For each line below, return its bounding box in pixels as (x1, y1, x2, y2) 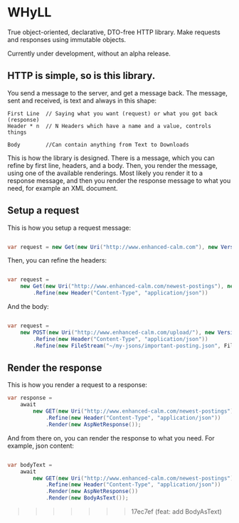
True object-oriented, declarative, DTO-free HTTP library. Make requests (7, 28, 221, 36)
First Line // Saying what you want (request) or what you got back (7, 110, 218, 117)
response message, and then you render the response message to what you (7, 176, 231, 185)
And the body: (7, 302, 49, 311)
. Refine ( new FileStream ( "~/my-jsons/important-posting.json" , (33, 342, 221, 349)
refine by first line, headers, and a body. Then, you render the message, (7, 161, 218, 169)
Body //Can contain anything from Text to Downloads (7, 141, 190, 148)
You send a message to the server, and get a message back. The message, (7, 88, 228, 97)
